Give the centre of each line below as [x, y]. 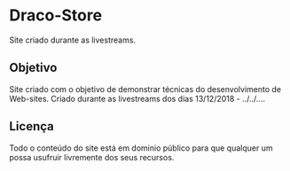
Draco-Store [56, 16]
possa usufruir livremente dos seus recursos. [92, 157]
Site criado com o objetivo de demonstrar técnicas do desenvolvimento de [145, 89]
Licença [32, 126]
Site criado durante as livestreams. [72, 40]
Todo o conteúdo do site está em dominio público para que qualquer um [141, 148]
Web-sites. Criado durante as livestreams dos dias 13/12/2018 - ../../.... [137, 98]
